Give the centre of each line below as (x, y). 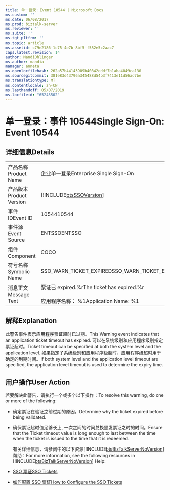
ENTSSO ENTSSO (61, 233)
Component (22, 256)
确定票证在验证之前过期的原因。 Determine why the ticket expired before (88, 411)
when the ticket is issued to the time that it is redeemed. (71, 439)
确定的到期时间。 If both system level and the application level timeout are (82, 359)
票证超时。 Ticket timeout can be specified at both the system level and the (83, 347)
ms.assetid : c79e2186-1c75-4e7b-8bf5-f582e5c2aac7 (60, 48)
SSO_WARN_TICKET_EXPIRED (76, 271)
